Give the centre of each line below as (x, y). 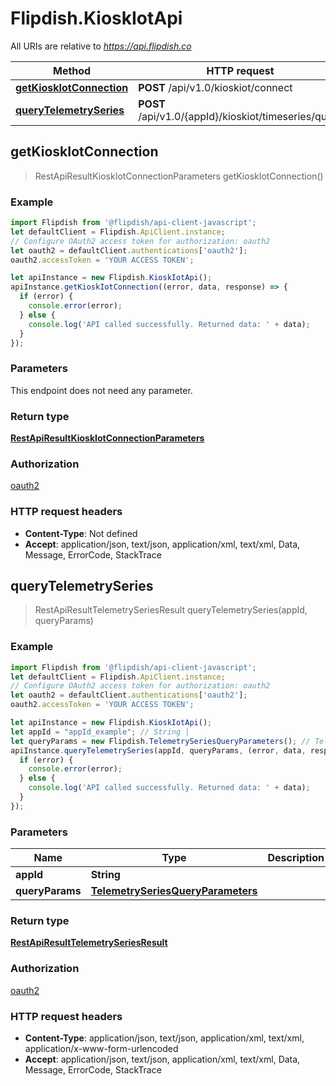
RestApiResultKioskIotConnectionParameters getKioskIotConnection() (179, 176)
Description (296, 858)
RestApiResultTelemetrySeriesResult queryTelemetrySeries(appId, (171, 610)
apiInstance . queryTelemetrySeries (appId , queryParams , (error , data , (158, 750)
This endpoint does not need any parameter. (101, 390)
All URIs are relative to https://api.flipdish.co (101, 46)
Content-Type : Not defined (81, 533)
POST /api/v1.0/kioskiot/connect (215, 87)
